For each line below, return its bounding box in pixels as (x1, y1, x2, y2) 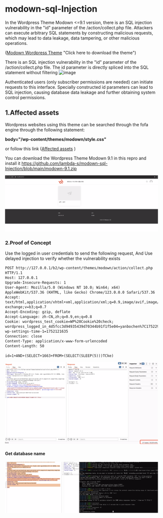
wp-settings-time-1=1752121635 (5, 329, 68, 334)
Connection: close (5, 334, 42, 339)
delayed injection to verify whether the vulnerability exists (5, 256, 120, 261)
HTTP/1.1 (5, 271, 23, 276)
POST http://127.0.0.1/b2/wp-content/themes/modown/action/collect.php (5, 266, 153, 271)
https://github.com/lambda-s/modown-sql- (21, 160, 108, 166)
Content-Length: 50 (5, 344, 45, 349)
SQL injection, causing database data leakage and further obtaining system (5, 89, 156, 95)
